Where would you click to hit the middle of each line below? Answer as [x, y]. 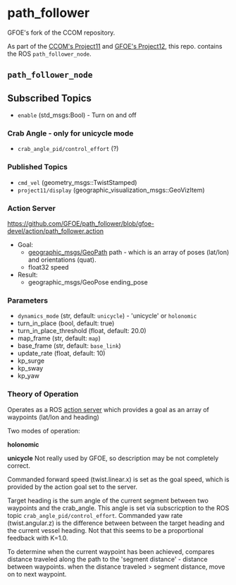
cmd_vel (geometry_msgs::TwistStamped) [77, 182]
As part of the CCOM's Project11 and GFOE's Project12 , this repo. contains [115, 46]
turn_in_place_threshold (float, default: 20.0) [82, 331]
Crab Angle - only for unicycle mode [70, 133]
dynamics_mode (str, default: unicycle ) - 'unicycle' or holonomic [107, 316]
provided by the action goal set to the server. [73, 487]
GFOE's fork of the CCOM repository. [61, 32]
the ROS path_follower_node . [49, 54]
